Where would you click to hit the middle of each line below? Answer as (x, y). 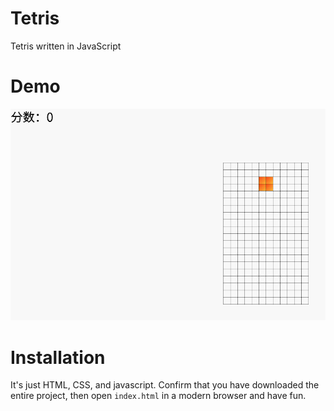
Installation (58, 357)
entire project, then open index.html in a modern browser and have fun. (158, 396)
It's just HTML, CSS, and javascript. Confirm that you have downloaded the (165, 385)
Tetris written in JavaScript (66, 46)
